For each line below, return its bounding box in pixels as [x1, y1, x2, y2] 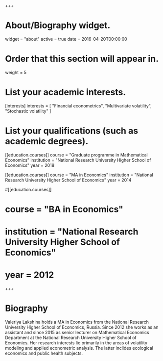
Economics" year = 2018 [5, 162, 55, 168]
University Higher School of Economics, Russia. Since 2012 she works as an [5, 324, 159, 330]
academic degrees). [5, 136, 89, 147]
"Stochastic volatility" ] [5, 108, 51, 114]
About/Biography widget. [5, 20, 111, 31]
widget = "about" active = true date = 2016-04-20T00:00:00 [5, 36, 127, 42]
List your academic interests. [5, 87, 126, 98]
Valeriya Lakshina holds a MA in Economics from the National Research [5, 319, 149, 325]
